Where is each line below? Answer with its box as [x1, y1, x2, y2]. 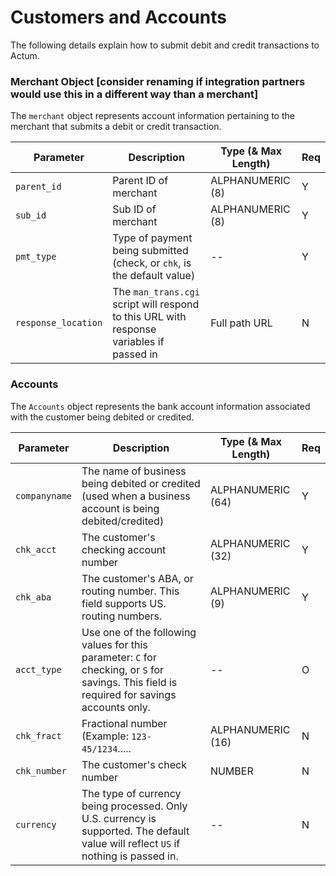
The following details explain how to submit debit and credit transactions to [10, 39, 320, 51]
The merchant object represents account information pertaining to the [10, 110, 295, 122]
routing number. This [81, 584, 180, 598]
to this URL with [112, 310, 187, 324]
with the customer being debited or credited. [10, 411, 195, 423]
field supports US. [81, 596, 167, 610]
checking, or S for [81, 662, 165, 676]
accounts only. [81, 700, 151, 714]
